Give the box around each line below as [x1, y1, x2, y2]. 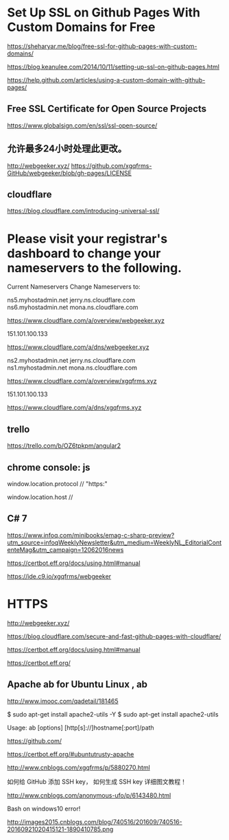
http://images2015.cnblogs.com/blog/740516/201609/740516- [7, 817, 183, 826]
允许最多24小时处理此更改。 [7, 143, 128, 155]
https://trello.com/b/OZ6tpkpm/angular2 [7, 442, 121, 450]
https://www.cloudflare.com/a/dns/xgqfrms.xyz [7, 403, 142, 412]
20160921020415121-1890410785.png [7, 825, 114, 833]
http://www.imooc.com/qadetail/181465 [7, 697, 119, 705]
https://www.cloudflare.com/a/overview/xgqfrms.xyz [7, 377, 157, 385]
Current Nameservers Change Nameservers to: [7, 283, 141, 291]
